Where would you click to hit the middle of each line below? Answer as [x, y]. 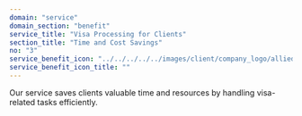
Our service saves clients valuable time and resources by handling [132, 92]
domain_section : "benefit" [60, 26]
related [22, 102]
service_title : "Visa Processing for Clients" [98, 34]
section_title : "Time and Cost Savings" [86, 42]
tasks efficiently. [67, 102]
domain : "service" [44, 17]
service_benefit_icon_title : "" [70, 68]
